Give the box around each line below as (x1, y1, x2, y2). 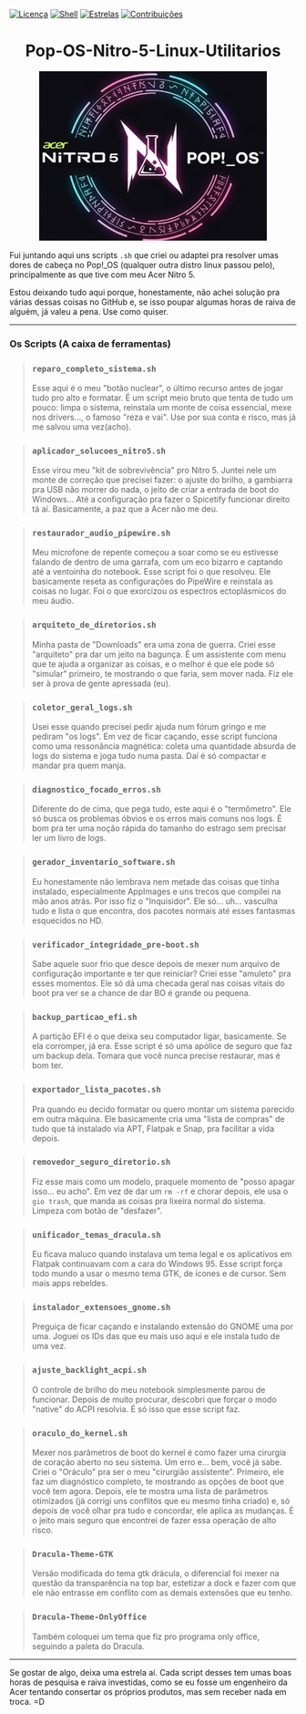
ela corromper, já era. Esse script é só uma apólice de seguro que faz (31, 1041, 293, 1052)
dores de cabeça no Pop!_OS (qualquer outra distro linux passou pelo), (9, 259, 276, 270)
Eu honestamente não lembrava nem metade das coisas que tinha (31, 876, 280, 887)
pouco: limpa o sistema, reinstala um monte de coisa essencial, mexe (31, 401, 292, 412)
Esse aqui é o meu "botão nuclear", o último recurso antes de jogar (31, 382, 284, 393)
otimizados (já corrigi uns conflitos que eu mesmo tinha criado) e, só (31, 1496, 291, 1507)
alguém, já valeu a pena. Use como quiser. (9, 306, 168, 317)
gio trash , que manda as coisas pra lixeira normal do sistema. (31, 1195, 266, 1206)
